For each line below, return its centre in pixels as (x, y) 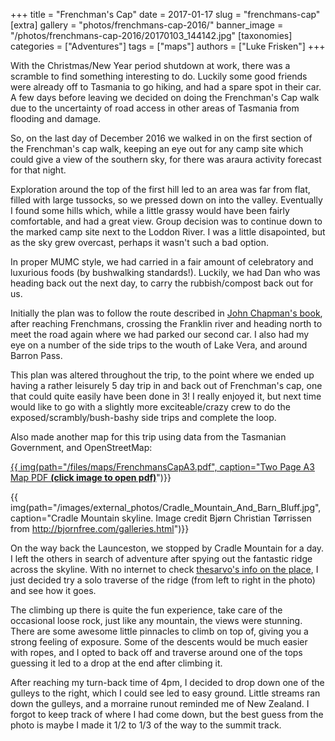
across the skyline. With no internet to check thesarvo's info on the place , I (164, 569)
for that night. (38, 170)
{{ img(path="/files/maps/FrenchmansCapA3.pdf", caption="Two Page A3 (162, 467)
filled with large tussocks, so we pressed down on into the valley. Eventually (166, 200)
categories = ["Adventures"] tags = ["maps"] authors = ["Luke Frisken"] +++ (168, 46)
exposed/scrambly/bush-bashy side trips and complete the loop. (143, 417)
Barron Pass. (36, 355)
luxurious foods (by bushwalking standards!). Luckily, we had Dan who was (165, 272)
